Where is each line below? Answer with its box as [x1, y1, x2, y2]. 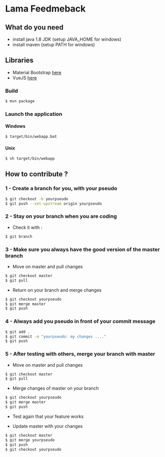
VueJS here [12, 75, 37, 81]
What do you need [5, 23, 64, 32]
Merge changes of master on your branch [12, 385, 99, 391]
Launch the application [5, 110, 63, 117]
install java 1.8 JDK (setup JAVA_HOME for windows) [12, 36, 122, 42]
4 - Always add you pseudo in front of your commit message [5, 318, 155, 325]
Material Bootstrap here [12, 69, 62, 75]
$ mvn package [5, 99, 35, 104]
